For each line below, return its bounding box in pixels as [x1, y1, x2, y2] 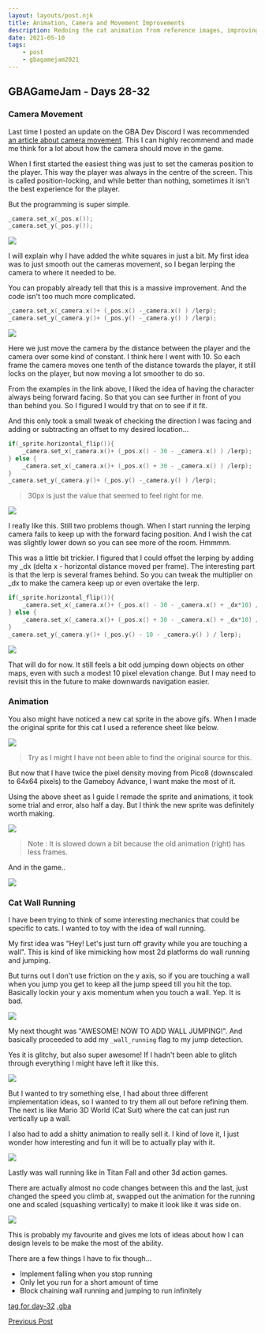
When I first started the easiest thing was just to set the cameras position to [8, 159, 254, 169]
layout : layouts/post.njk [8, 11, 93, 20]
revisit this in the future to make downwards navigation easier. [8, 676, 210, 686]
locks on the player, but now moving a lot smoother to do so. [8, 369, 205, 378]
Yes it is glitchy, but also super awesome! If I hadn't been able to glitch [8, 1050, 237, 1060]
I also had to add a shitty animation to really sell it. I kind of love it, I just [8, 1129, 239, 1139]
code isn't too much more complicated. [8, 292, 136, 301]
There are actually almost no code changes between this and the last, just [8, 1183, 248, 1193]
